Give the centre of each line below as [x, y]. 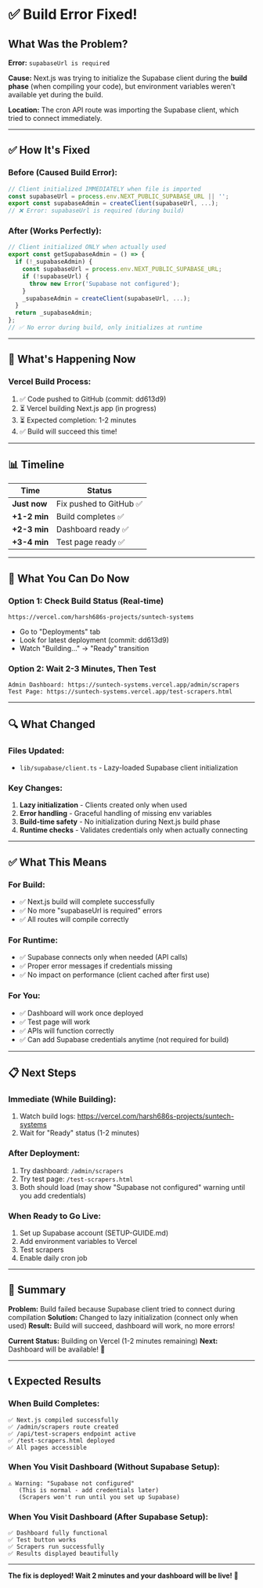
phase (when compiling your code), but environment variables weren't [122, 86]
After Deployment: [44, 1154]
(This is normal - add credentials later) [88, 1490]
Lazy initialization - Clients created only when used [103, 805]
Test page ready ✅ [90, 542]
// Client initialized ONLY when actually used [87, 247]
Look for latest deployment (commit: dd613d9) [94, 640]
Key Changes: [35, 789]
